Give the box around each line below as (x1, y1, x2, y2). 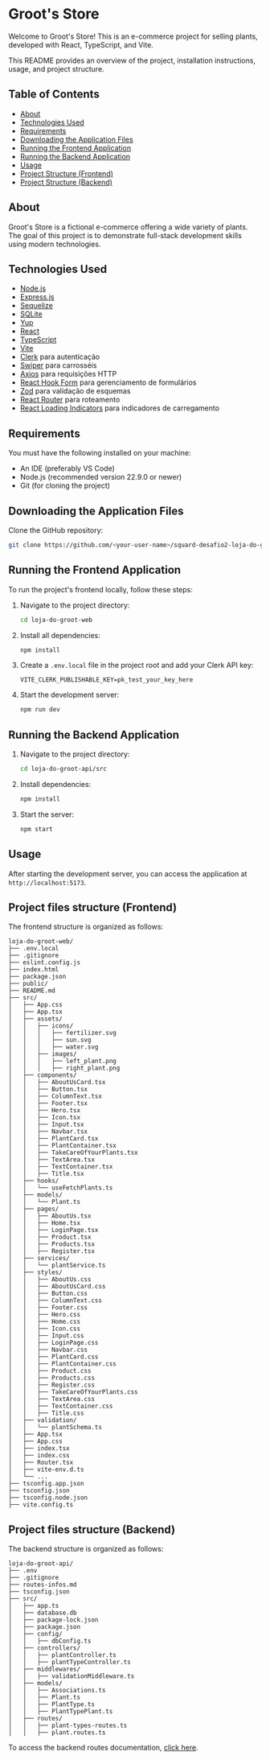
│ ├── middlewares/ (8, 1665, 81, 1674)
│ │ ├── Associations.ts (8, 1687, 106, 1695)
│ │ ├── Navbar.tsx (8, 1127, 88, 1136)
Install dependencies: (19, 780, 92, 789)
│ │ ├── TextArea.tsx (8, 1156, 95, 1164)
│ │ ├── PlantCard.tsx (8, 1135, 99, 1143)
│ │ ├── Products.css (8, 1374, 95, 1383)
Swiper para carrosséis (19, 361, 97, 370)
